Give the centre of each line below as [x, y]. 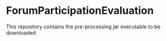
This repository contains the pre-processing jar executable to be [83, 27]
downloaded [21, 32]
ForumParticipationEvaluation [80, 11]
